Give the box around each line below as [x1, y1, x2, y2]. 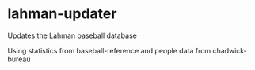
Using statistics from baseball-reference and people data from [7, 46, 211, 55]
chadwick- [212, 46, 247, 55]
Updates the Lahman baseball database [7, 31, 138, 40]
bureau [7, 54, 31, 64]
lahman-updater [7, 5, 117, 23]
